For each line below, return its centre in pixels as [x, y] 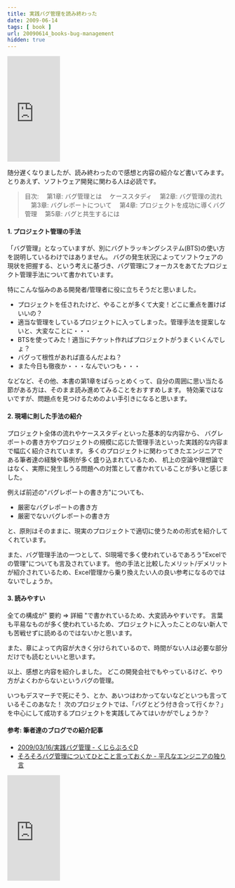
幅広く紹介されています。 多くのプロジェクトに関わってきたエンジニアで [118, 450]
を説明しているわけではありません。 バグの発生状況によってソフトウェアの [115, 257]
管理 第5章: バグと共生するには [72, 214]
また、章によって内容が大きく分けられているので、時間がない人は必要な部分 [117, 647]
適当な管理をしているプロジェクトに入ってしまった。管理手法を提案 [115, 322]
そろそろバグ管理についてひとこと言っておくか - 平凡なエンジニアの [115, 756]
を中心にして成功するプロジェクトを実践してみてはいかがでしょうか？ [108, 713]
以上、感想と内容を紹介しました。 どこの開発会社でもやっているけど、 [109, 671]
